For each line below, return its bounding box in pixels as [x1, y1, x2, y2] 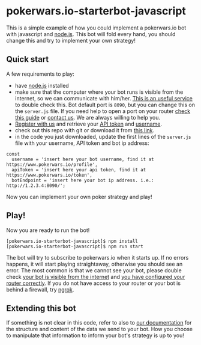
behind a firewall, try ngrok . [6, 285, 74, 293]
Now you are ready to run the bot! [6, 227, 90, 234]
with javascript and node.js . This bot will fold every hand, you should [6, 30, 176, 37]
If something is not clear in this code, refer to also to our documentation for [6, 319, 192, 326]
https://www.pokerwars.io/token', [6, 172, 93, 178]
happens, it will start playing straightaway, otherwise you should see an [6, 260, 183, 267]
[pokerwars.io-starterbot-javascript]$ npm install [6, 238, 138, 244]
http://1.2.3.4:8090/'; [6, 182, 66, 189]
